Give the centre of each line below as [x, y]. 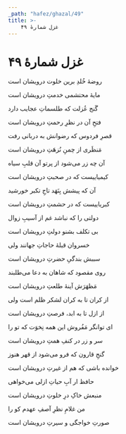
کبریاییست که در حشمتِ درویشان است [59, 204]
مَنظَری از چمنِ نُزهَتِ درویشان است [55, 149]
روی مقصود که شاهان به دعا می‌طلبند [57, 273]
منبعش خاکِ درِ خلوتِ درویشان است [55, 395]
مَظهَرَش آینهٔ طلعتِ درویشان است [52, 286]
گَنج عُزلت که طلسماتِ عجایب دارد [53, 108]
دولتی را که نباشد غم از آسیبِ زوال [53, 218]
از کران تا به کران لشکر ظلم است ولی [58, 299]
